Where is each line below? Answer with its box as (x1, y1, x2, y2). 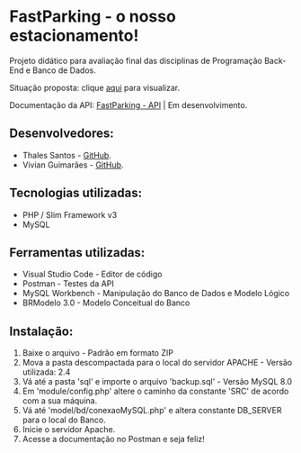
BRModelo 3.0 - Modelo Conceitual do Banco (22, 297, 190, 308)
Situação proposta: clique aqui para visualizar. (9, 82, 181, 93)
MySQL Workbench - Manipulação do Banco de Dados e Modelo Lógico (22, 288, 290, 299)
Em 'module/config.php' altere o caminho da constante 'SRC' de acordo (22, 385, 289, 397)
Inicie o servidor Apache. (22, 424, 116, 435)
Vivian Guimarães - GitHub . (22, 159, 124, 170)
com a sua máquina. (22, 395, 98, 406)
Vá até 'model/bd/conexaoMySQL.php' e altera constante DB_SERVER (22, 405, 282, 416)
